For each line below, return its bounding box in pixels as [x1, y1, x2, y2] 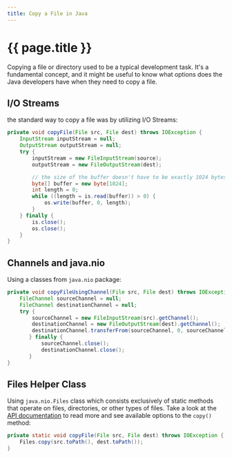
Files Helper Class [7, 378, 87, 390]
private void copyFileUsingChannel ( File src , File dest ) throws [7, 289, 196, 296]
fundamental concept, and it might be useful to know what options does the [7, 70, 223, 78]
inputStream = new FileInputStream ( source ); [32, 155, 162, 162]
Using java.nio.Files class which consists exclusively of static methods [7, 397, 214, 405]
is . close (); [32, 218, 67, 225]
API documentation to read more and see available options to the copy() [7, 412, 212, 420]
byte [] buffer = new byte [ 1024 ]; [32, 180, 128, 187]
